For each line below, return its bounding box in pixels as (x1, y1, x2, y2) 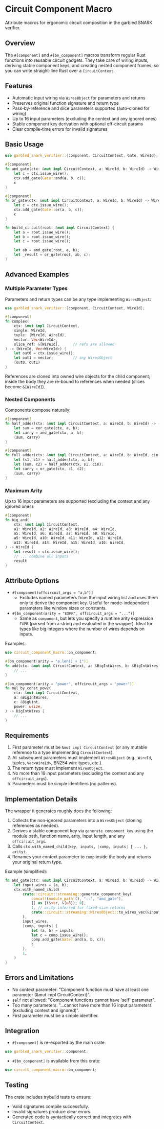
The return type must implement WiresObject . (12, 765, 104, 771)
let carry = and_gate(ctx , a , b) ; (14, 430, 84, 435)
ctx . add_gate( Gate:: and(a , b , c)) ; (14, 175, 86, 181)
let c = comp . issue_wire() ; (31, 933, 89, 938)
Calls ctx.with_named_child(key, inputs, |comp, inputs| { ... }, (12, 844, 148, 849)
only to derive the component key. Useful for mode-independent (19, 600, 149, 606)
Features (5, 82, 33, 90)
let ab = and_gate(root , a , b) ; (14, 248, 80, 253)
